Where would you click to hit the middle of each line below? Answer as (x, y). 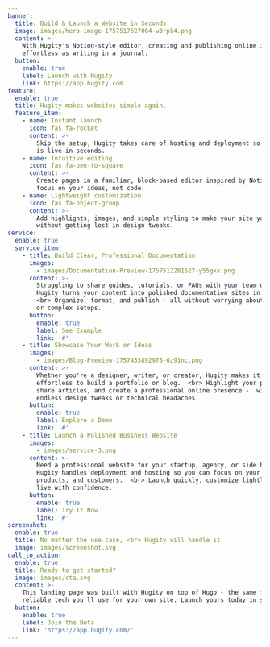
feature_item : (38, 114)
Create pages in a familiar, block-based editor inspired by (141, 181)
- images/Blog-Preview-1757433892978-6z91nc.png (120, 361)
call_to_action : (35, 555)
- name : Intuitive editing (67, 158)
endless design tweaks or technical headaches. (118, 398)
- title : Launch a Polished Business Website (100, 435)
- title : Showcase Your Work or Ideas (87, 346)
